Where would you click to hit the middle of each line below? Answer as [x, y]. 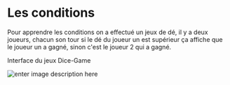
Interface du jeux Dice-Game [49, 60]
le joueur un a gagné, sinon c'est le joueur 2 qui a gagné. [89, 47]
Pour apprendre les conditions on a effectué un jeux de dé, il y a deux [108, 32]
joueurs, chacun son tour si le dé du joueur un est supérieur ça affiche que [115, 39]
